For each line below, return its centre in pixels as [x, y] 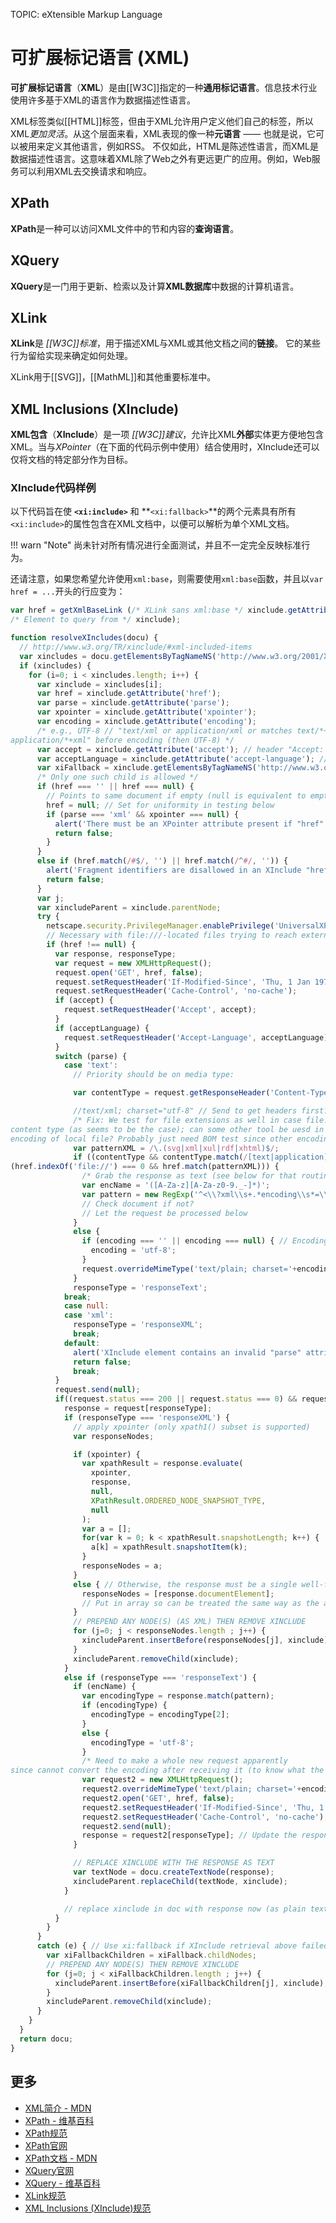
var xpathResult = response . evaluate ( [162, 1464]
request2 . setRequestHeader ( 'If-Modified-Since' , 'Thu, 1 [203, 1807]
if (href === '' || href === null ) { [115, 787]
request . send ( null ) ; [97, 1390]
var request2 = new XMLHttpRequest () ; [162, 1780]
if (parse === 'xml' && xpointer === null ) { [143, 814]
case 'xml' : [88, 1315]
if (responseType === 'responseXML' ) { [146, 1417]
